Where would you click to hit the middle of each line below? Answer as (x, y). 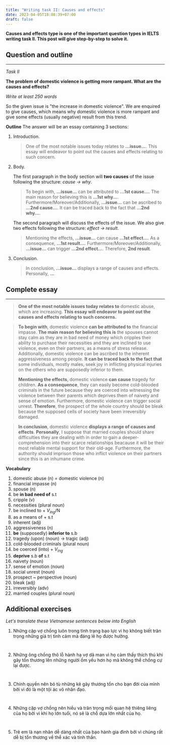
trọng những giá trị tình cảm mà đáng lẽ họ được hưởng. (71, 636)
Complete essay (32, 290)
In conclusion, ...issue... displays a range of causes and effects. (92, 268)
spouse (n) (24, 489)
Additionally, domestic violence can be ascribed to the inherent (83, 354)
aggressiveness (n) (33, 528)
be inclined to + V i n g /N (37, 511)
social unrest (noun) (34, 572)
